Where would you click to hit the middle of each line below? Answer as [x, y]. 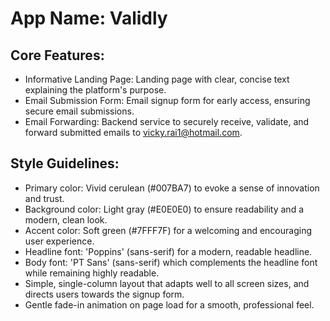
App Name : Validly [89, 18]
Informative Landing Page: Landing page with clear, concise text [157, 79]
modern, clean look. [66, 219]
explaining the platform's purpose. [95, 90]
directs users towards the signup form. [104, 294]
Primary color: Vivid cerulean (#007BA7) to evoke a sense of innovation [172, 188]
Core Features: [57, 55]
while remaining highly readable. [92, 273]
